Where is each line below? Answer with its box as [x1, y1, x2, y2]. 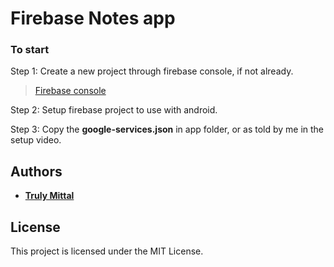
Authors [10, 163, 63, 180]
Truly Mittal [24, 190, 75, 202]
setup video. [10, 134, 62, 146]
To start [10, 43, 50, 57]
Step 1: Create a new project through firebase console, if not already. [10, 65, 294, 77]
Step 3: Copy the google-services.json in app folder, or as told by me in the [10, 123, 325, 136]
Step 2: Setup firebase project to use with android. [10, 104, 218, 116]
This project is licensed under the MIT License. [10, 245, 204, 257]
